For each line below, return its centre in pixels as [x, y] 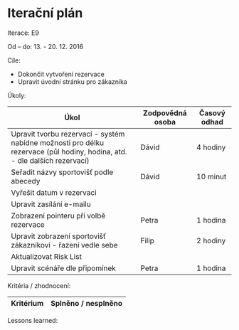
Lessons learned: [33, 320]
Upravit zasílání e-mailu [51, 204]
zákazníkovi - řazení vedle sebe [65, 245]
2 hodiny [211, 240]
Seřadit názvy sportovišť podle [62, 172]
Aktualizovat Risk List [46, 256]
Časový [212, 113]
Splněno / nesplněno [87, 303]
